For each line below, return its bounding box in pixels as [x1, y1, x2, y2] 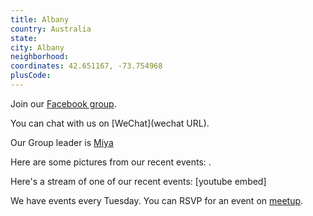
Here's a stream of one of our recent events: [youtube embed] [10, 175, 267, 187]
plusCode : [10, 71, 52, 81]
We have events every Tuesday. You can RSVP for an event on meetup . [10, 194, 304, 206]
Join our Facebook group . [10, 97, 117, 110]
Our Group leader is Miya [10, 136, 114, 148]
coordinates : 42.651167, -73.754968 [10, 61, 163, 71]
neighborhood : [10, 52, 70, 62]
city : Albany [10, 42, 65, 53]
